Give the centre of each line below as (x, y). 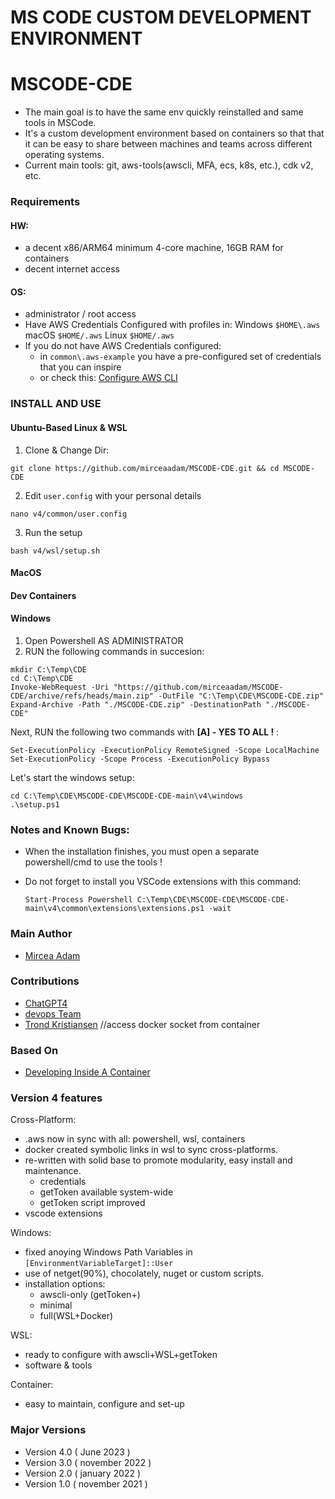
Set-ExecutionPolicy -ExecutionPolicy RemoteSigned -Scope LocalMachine (165, 750)
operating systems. (64, 155)
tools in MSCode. (60, 123)
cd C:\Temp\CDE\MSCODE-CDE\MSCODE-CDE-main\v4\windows (127, 796)
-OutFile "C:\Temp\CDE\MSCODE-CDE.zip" (241, 696)
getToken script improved (92, 1203)
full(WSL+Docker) (76, 1316)
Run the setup (53, 532)
